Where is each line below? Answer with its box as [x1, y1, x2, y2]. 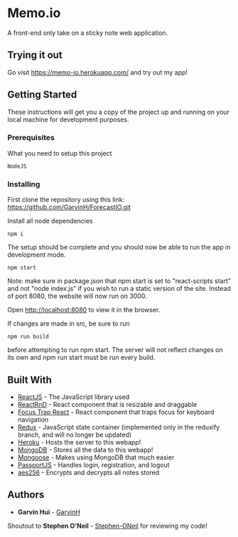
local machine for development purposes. [7, 115, 129, 124]
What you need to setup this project [7, 149, 112, 157]
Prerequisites [7, 133, 55, 143]
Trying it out [7, 49, 63, 61]
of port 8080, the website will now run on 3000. [7, 292, 147, 300]
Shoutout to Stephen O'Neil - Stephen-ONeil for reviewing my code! [7, 521, 207, 530]
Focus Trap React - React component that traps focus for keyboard [17, 408, 215, 416]
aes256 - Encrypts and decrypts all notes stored [17, 468, 160, 477]
